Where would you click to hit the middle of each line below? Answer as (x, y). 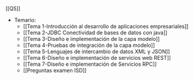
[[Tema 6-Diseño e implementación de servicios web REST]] (97, 58)
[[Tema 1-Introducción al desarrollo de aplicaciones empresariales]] (106, 26)
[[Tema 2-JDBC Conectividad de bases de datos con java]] (95, 33)
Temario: (25, 20)
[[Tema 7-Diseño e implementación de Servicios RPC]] (90, 64)
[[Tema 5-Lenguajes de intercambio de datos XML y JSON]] (96, 52)
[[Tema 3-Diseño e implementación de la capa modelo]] (91, 39)
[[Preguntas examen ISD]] (55, 70)
